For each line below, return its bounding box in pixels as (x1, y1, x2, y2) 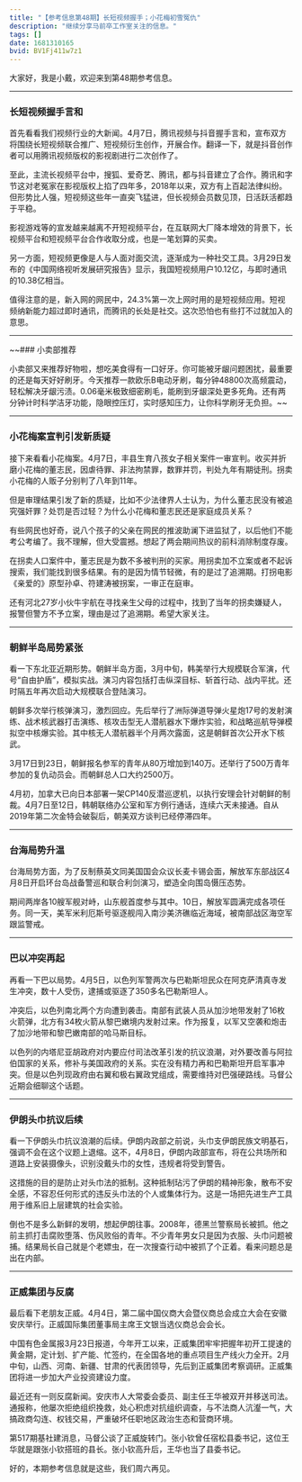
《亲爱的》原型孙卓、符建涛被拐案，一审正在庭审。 (9, 577, 199, 588)
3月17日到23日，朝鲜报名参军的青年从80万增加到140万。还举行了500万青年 (9, 758, 290, 769)
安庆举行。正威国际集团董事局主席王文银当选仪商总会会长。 (9, 1319, 230, 1330)
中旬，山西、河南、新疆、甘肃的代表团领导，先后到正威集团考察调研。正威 (9, 1360, 285, 1371)
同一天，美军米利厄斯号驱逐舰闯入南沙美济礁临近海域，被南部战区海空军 (24, 908, 293, 918)
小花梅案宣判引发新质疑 (9, 430, 111, 443)
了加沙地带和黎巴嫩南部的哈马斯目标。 (9, 1027, 151, 1038)
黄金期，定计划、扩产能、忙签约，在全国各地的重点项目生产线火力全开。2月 (9, 1350, 290, 1360)
